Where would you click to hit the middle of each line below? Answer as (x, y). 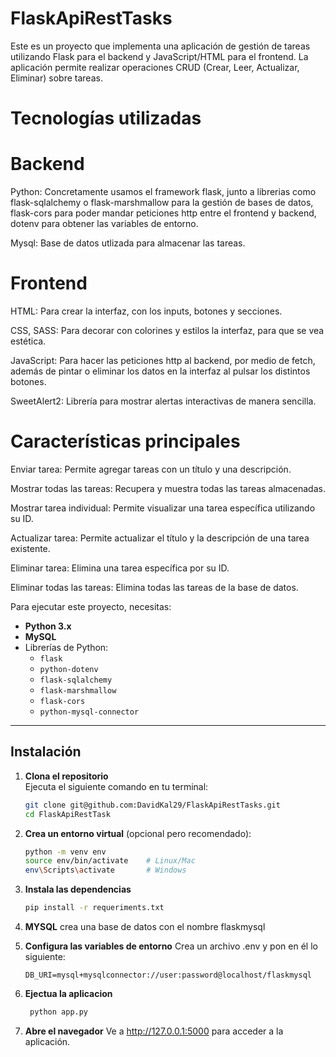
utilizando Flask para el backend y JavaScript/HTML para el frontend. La (159, 56)
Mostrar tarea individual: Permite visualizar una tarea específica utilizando (163, 508)
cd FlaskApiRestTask (67, 814)
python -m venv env (65, 852)
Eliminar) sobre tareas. (56, 78)
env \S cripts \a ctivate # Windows (105, 870)
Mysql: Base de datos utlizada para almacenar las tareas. (128, 243)
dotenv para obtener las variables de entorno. (104, 224)
